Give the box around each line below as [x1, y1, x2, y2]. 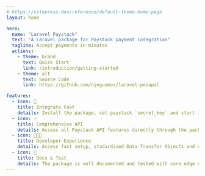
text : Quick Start [22, 59, 70, 66]
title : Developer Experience [17, 138, 92, 144]
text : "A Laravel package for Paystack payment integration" [12, 37, 171, 43]
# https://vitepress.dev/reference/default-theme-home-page [6, 8, 163, 15]
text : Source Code [22, 76, 70, 83]
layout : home [6, 15, 40, 21]
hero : [6, 25, 20, 32]
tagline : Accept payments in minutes [12, 42, 108, 49]
